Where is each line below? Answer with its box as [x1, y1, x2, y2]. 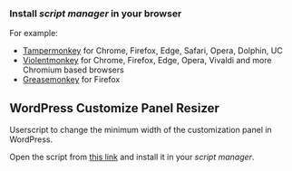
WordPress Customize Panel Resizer [9, 100, 220, 116]
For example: [9, 28, 59, 39]
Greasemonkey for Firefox [22, 74, 121, 85]
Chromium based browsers [22, 64, 124, 75]
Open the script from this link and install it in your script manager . [9, 152, 255, 163]
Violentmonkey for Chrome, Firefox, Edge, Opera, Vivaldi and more [22, 55, 272, 66]
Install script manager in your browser [9, 7, 182, 20]
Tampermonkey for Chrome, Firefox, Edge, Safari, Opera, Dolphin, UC [22, 45, 283, 56]
